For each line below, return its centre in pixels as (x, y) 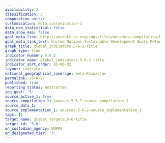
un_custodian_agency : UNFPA (34, 128)
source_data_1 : (21, 106)
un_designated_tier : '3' (30, 133)
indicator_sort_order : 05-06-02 (38, 64)
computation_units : (25, 19)
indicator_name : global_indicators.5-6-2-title (55, 60)
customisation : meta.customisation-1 (44, 23)
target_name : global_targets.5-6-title (46, 119)
